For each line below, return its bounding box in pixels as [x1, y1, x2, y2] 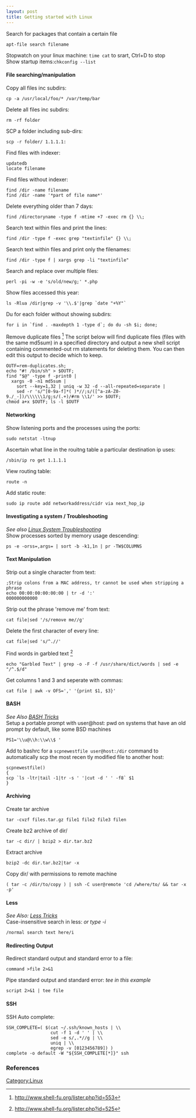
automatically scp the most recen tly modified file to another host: [6, 753, 164, 760]
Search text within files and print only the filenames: [6, 245, 131, 252]
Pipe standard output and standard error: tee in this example [6, 976, 151, 984]
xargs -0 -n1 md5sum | [11, 378, 66, 384]
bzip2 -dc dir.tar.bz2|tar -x [6, 860, 80, 866]
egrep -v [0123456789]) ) [50, 1045, 114, 1051]
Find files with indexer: [6, 149, 61, 156]
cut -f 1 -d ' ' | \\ [50, 1030, 103, 1035]
